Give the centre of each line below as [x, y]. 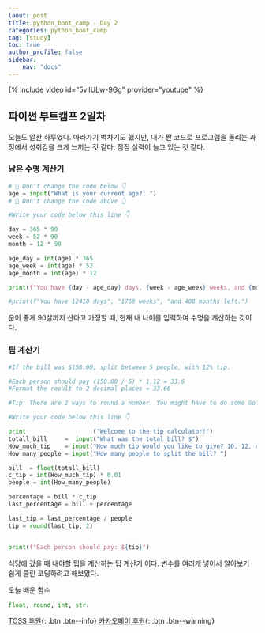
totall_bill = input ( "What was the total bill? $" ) [104, 439]
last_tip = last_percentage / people [70, 518]
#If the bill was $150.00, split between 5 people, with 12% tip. [119, 367]
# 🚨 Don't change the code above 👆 [67, 201]
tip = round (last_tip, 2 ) [50, 526]
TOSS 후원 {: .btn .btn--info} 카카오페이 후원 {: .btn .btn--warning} [112, 621]
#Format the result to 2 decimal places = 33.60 [90, 389]
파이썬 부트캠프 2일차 [57, 117]
